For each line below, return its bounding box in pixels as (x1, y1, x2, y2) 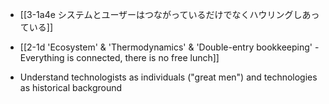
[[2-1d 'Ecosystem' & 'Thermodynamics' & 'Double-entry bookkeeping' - (19, 41, 320, 53)
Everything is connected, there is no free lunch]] (19, 52, 220, 63)
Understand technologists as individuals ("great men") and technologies (19, 71, 318, 83)
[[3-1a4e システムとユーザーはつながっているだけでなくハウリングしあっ (19, 9, 320, 20)
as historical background (19, 82, 123, 93)
